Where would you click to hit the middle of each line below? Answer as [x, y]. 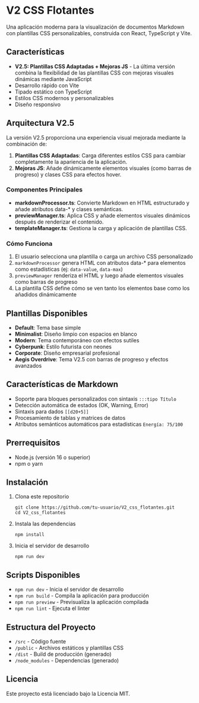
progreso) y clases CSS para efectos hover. [68, 174]
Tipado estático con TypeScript [53, 92]
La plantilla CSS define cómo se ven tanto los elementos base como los [102, 288]
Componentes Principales [45, 190]
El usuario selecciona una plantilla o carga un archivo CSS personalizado [104, 256]
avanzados [28, 366]
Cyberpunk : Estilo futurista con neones [63, 346]
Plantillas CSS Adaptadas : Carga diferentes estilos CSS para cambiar [100, 155]
